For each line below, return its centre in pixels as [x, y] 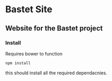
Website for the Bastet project [54, 28]
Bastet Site [29, 9]
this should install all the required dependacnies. [56, 73]
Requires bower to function [34, 53]
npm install [18, 63]
